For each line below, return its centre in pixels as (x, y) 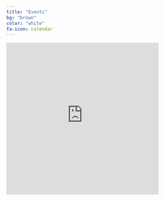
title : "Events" (27, 12)
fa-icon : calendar (30, 29)
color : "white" (26, 23)
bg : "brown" (21, 18)
